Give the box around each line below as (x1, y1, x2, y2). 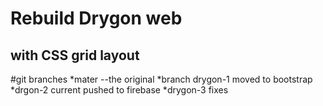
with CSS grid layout (10, 47, 140, 64)
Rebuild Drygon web (10, 7, 183, 30)
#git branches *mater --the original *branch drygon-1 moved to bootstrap (10, 73, 313, 85)
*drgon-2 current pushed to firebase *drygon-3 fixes (10, 84, 229, 96)
